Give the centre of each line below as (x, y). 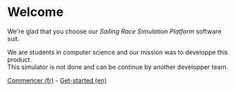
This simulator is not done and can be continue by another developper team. (117, 67)
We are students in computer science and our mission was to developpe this (117, 52)
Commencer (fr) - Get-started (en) (57, 80)
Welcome (35, 12)
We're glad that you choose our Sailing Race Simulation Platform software (114, 31)
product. (20, 59)
